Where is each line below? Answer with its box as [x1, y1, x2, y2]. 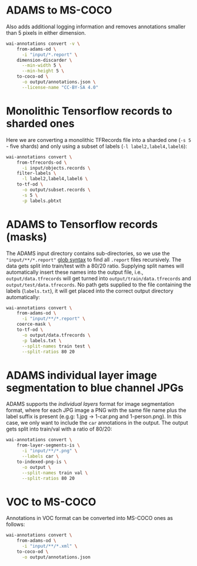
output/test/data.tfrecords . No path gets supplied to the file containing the [6, 281, 191, 288]
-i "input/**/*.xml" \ [21, 543, 78, 550]
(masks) [6, 230, 48, 243]
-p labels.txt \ [21, 337, 62, 343]
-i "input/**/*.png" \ [21, 448, 78, 454]
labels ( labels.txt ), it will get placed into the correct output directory [6, 287, 173, 294]
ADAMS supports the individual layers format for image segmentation [6, 400, 175, 408]
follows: [6, 521, 25, 528]
